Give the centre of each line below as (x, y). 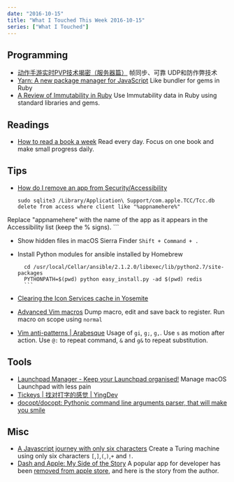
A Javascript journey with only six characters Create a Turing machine (118, 448)
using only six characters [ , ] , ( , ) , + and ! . (75, 456)
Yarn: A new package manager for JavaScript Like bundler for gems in (118, 80)
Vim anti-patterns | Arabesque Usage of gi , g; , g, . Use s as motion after (121, 333)
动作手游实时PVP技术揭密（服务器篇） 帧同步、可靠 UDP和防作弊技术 (117, 73)
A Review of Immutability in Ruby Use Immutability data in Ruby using (117, 96)
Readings (28, 125)
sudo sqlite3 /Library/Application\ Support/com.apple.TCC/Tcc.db (116, 200)
